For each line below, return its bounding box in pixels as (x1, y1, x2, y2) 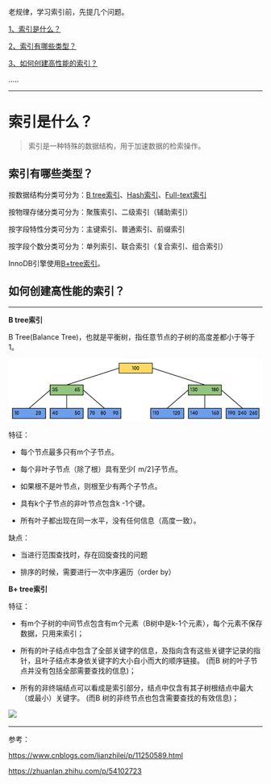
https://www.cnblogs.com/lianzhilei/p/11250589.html (8, 751, 184, 761)
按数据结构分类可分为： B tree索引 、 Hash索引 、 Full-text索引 (8, 190, 207, 199)
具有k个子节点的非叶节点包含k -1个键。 (19, 498, 150, 508)
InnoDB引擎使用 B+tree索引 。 (8, 258, 105, 268)
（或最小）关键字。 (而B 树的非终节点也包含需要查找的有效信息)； (19, 693, 240, 703)
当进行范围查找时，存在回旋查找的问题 (19, 550, 148, 560)
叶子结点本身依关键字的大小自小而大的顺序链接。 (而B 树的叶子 (41, 656, 251, 665)
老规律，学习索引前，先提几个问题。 (8, 7, 129, 16)
